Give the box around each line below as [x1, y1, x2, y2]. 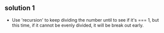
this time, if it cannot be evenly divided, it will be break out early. [11, 22, 144, 28]
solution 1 [4, 4, 35, 12]
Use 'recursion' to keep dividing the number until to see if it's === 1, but [11, 17, 160, 23]
